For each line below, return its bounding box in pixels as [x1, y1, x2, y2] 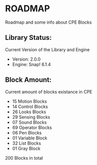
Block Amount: [5, 76, 52, 84]
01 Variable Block [12, 135, 48, 141]
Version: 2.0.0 [12, 56, 41, 62]
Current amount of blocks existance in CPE [5, 89, 93, 95]
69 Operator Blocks [12, 124, 52, 131]
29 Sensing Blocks [12, 114, 50, 120]
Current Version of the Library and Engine [5, 46, 90, 52]
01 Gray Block [12, 145, 41, 151]
